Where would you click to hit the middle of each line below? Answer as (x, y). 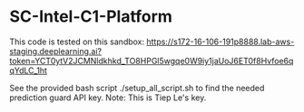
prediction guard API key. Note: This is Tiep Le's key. (108, 98)
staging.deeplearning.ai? (56, 51)
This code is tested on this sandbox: (77, 42)
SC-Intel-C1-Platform (91, 17)
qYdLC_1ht (29, 70)
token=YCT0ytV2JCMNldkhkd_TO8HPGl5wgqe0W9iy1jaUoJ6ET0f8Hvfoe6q (152, 61)
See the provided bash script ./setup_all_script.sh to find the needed (137, 88)
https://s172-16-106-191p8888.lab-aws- (221, 42)
